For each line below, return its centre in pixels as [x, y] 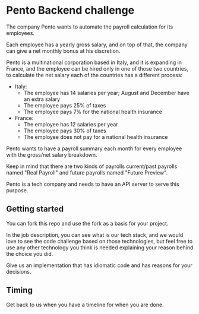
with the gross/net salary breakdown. [52, 154]
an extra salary [42, 99]
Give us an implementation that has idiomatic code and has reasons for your [99, 265]
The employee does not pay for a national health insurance [96, 137]
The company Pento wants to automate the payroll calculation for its [90, 27]
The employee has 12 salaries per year [71, 124]
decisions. [19, 271]
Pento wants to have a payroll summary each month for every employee [94, 148]
